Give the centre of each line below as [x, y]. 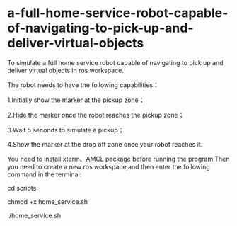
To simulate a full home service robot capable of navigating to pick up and [116, 62]
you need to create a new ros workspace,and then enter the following [109, 166]
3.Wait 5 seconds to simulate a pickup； [66, 130]
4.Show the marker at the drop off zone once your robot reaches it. [105, 144]
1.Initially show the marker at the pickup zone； [76, 100]
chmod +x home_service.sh [48, 202]
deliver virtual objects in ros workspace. [65, 70]
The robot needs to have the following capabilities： [83, 85]
